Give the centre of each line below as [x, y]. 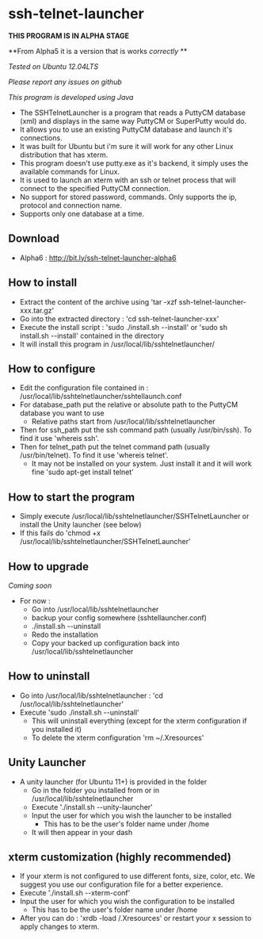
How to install [43, 283]
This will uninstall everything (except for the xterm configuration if [139, 721]
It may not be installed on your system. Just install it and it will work [141, 464]
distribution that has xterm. [64, 155]
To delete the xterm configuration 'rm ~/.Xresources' [118, 738]
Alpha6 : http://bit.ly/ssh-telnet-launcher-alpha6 [98, 258]
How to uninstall [49, 676]
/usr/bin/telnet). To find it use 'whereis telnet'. [94, 455]
